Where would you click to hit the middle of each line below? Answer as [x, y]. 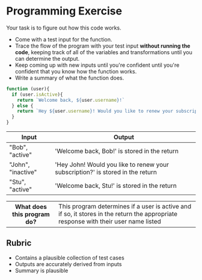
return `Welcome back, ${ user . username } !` [71, 100]
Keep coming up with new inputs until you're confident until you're [97, 65]
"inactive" [23, 172]
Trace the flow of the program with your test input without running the [103, 46]
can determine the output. [47, 58]
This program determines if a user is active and [125, 207]
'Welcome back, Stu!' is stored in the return [116, 186]
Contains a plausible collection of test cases [69, 258]
